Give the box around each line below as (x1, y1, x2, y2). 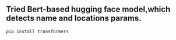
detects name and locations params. (6, 14, 142, 23)
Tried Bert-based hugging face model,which (6, 5, 171, 14)
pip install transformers (6, 29, 69, 34)
